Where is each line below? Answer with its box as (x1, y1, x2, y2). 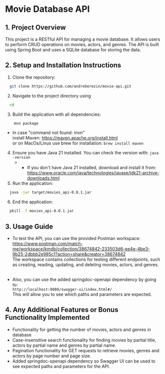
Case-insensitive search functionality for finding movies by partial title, (12, 337, 157, 343)
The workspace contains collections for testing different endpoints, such (12, 256, 161, 262)
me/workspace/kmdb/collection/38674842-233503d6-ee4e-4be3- (12, 246, 150, 252)
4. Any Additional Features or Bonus (5, 306, 119, 314)
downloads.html (27, 175, 60, 181)
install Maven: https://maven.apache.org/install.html (12, 135, 118, 141)
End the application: (12, 199, 53, 205)
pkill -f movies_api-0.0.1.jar (9, 209, 74, 214)
